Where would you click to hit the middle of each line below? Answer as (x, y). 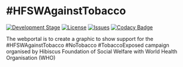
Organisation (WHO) (31, 58)
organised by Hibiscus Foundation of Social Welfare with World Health (92, 51)
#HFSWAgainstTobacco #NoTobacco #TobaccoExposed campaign (88, 45)
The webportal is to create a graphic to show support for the (80, 39)
